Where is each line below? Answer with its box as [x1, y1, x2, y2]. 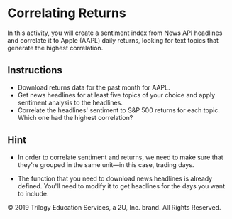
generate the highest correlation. [7, 43, 104, 52]
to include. [17, 189, 49, 198]
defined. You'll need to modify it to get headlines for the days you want [17, 181, 226, 190]
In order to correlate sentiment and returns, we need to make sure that [17, 153, 223, 161]
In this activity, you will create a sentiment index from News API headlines [7, 28, 223, 37]
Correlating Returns [7, 5, 126, 21]
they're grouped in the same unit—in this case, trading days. [17, 160, 194, 169]
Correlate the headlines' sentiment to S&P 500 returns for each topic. [17, 105, 220, 114]
